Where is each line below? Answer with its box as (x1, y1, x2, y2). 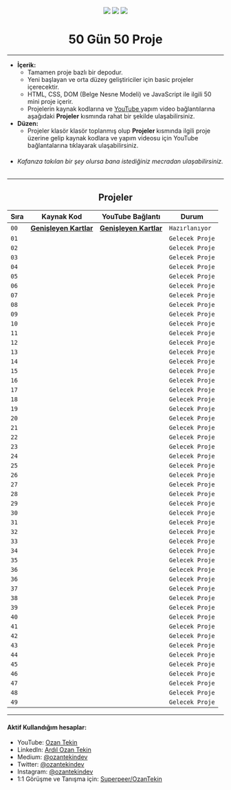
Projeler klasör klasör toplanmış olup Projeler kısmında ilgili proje (27, 127, 211, 135)
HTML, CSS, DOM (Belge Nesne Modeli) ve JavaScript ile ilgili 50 (27, 89, 212, 98)
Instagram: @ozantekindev (16, 767, 93, 776)
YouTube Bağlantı (102, 211, 161, 221)
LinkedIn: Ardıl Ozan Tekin (16, 746, 91, 754)
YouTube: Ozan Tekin (16, 738, 78, 747)
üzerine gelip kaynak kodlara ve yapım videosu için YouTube (27, 134, 199, 142)
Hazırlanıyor (168, 224, 212, 232)
